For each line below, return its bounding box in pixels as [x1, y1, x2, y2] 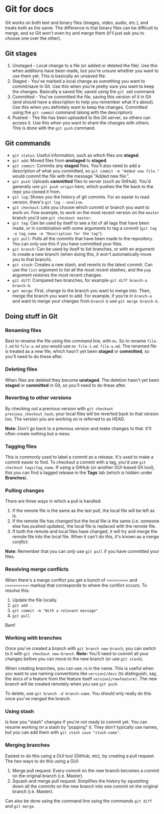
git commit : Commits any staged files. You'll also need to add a [12, 163, 141, 169]
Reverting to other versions [5, 395, 72, 401]
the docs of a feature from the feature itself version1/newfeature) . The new [5, 676, 158, 682]
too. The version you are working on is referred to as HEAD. [5, 416, 125, 422]
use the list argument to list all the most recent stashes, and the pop [12, 267, 151, 272]
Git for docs [5, 3, 54, 15]
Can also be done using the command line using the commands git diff [5, 798, 152, 804]
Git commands [5, 139, 50, 148]
